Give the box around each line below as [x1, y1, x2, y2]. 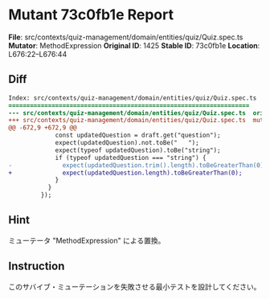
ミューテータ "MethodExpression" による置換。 [8, 236, 166, 245]
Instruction [8, 260, 65, 273]
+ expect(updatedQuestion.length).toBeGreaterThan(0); [8, 169, 243, 177]
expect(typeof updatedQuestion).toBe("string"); [55, 146, 221, 154]
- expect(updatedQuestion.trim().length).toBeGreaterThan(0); [8, 161, 268, 170]
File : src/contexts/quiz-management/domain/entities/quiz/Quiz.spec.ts [8, 32, 243, 42]
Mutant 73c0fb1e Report [8, 6, 174, 24]
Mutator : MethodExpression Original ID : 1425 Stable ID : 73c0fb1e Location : [8, 40, 260, 50]
